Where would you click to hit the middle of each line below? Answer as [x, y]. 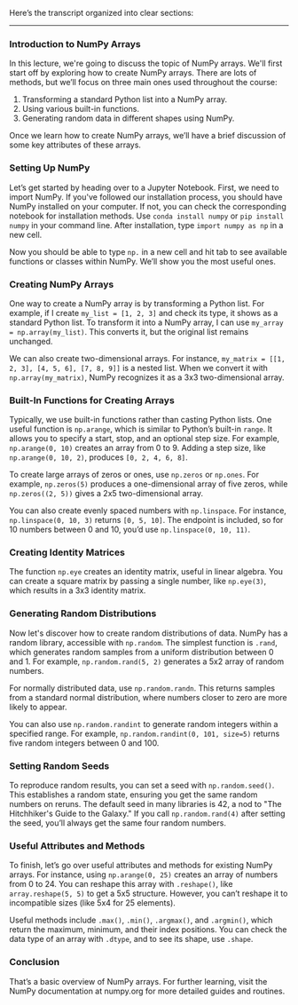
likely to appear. [38, 707]
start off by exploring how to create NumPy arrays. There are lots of [133, 73]
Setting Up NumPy [50, 168]
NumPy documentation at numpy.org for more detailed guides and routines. [147, 991]
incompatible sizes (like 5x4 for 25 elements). [92, 903]
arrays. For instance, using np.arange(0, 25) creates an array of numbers [144, 874]
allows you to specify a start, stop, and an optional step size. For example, [145, 439]
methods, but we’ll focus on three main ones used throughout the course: [143, 83]
